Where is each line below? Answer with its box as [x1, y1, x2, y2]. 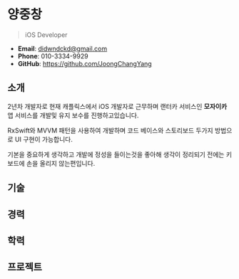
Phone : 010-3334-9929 [17, 51, 88, 60]
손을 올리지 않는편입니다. [26, 159, 96, 167]
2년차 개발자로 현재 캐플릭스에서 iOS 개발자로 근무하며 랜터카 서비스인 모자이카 [7, 102, 228, 110]
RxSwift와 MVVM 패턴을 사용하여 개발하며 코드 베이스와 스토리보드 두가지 [7, 126, 213, 135]
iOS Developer [24, 30, 68, 39]
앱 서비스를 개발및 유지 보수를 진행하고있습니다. [7, 111, 139, 120]
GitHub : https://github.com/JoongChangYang [17, 59, 152, 68]
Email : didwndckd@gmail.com [17, 44, 108, 53]
